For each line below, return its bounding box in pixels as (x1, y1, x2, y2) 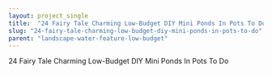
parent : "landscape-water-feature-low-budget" (8, 34, 168, 43)
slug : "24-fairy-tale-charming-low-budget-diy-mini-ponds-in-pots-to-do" (8, 27, 263, 35)
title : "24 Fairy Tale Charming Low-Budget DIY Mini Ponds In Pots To (8, 19, 255, 27)
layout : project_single (8, 11, 89, 20)
